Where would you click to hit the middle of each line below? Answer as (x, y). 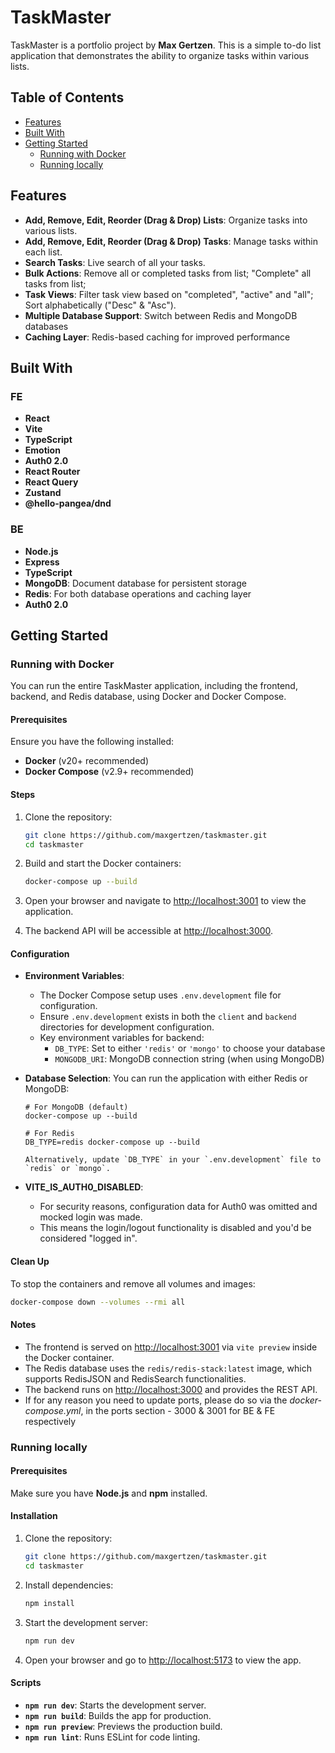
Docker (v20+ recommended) (87, 761)
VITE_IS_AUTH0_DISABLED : (84, 1187)
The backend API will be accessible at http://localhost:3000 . (149, 931)
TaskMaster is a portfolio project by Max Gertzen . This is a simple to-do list (166, 45)
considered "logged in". (88, 1238)
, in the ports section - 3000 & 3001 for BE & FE (178, 1410)
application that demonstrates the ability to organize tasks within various (160, 55)
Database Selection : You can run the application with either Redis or (166, 1078)
